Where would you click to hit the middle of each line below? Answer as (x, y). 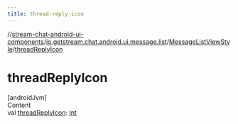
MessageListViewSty (200, 41)
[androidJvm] (27, 97)
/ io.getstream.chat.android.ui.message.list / (106, 41)
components (26, 41)
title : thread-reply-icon (45, 14)
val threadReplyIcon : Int (42, 112)
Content (19, 105)
